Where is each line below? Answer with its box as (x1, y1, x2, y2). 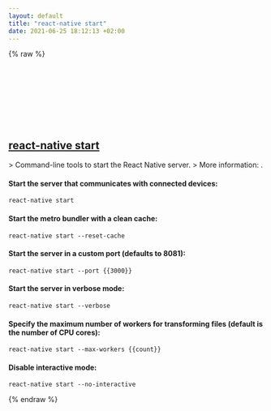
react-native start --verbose (8, 302, 111, 310)
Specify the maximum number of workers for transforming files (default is (8, 319, 264, 328)
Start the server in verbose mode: (8, 284, 125, 293)
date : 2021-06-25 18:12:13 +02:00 (8, 27, 126, 35)
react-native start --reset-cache (8, 232, 126, 240)
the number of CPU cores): (8, 328, 101, 337)
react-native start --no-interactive (8, 380, 136, 389)
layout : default (8, 11, 63, 20)
